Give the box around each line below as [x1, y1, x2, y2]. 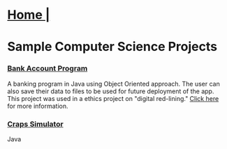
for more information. [7, 102, 68, 110]
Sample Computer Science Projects [7, 39, 218, 55]
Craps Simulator [7, 119, 64, 129]
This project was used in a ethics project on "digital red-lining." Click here [7, 94, 219, 102]
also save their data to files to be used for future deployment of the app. [7, 87, 214, 95]
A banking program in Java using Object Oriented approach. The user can [7, 79, 220, 88]
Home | [7, 7, 50, 23]
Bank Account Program [7, 63, 88, 73]
